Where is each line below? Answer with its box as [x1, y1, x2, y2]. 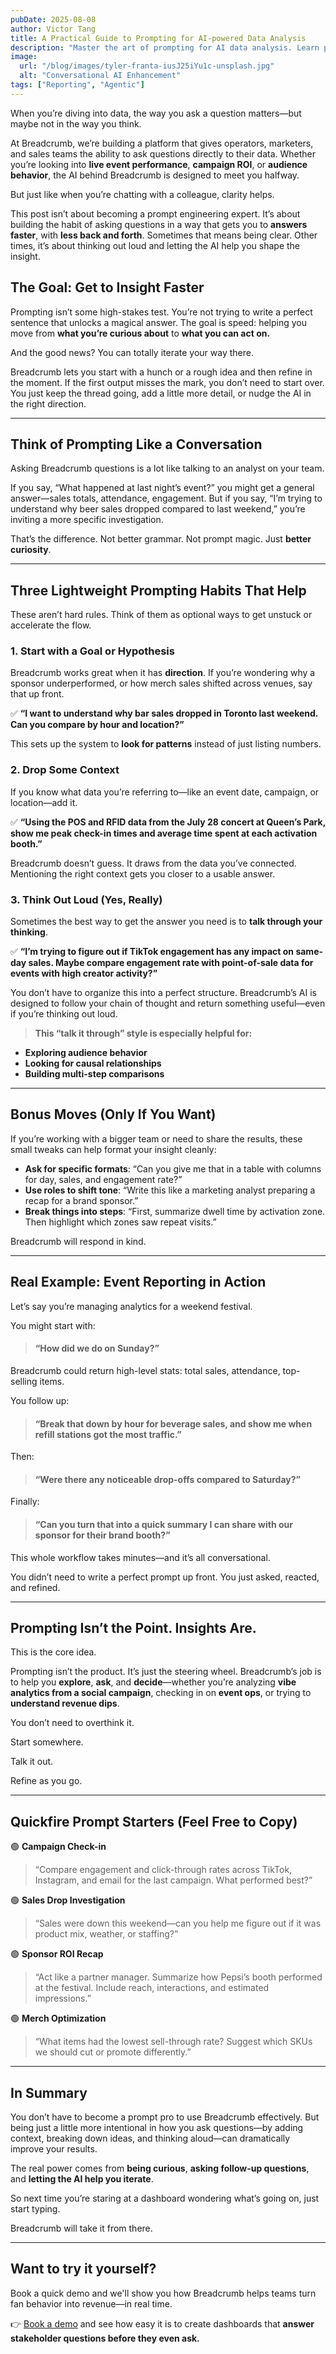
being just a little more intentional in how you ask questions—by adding [10, 2121, 304, 2133]
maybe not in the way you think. [10, 117, 142, 130]
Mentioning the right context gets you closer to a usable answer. [10, 867, 276, 880]
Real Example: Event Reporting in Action [10, 1274, 267, 1291]
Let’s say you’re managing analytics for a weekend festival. [10, 1300, 253, 1312]
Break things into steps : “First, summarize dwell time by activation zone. [24, 1205, 326, 1217]
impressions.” [34, 1992, 92, 2005]
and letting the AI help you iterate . [10, 2172, 154, 2185]
